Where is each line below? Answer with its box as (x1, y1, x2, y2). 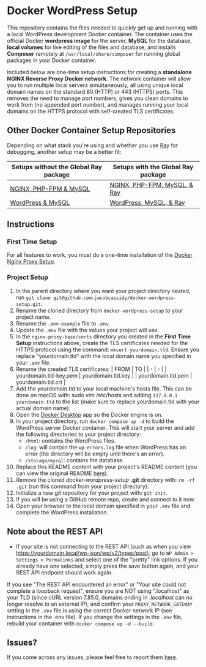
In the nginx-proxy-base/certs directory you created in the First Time (15, 332, 191, 340)
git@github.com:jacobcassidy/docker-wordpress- (53, 295, 177, 301)
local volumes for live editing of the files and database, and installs (7, 44, 176, 51)
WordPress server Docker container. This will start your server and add (15, 424, 195, 431)
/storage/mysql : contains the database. (24, 456, 125, 463)
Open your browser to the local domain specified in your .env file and (15, 502, 191, 509)
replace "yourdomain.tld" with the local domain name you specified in (15, 352, 192, 359)
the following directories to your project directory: (15, 430, 141, 438)
